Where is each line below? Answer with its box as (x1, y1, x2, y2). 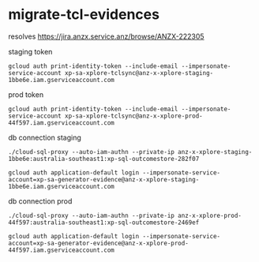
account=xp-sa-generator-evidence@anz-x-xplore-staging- (8, 175, 200, 183)
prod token (8, 89, 44, 99)
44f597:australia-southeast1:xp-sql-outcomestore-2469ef (8, 219, 200, 226)
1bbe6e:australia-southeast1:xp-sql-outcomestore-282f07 (8, 155, 200, 163)
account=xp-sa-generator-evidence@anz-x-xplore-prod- (8, 239, 190, 247)
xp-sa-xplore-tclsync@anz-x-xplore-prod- (64, 112, 203, 120)
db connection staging (8, 133, 81, 142)
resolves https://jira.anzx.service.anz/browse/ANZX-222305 (8, 32, 205, 41)
